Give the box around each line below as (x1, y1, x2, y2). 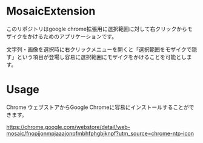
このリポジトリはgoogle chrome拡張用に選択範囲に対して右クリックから (6, 25, 188, 32)
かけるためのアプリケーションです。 (27, 32, 118, 40)
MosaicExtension (6, 4, 96, 18)
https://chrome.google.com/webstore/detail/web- (6, 123, 130, 130)
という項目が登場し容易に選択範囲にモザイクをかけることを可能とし (16, 53, 187, 60)
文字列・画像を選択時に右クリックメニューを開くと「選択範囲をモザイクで (6, 46, 192, 53)
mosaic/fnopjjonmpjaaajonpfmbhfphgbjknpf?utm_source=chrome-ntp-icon (6, 130, 194, 137)
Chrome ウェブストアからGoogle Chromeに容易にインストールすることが (6, 103, 189, 111)
